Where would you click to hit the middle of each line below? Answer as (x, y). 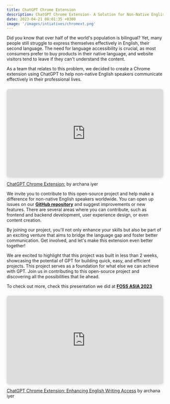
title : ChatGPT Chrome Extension (41, 10)
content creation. (24, 220)
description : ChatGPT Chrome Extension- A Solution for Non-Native (78, 14)
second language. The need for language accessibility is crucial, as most (81, 48)
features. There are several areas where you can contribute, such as (77, 209)
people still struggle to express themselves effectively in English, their (78, 43)
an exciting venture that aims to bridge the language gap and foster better (82, 235)
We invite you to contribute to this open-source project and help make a (80, 194)
